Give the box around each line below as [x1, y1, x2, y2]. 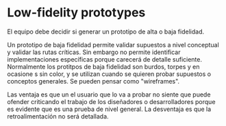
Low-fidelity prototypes [7, 5, 146, 21]
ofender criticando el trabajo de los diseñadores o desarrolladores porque [7, 97, 216, 105]
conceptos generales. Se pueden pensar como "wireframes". [7, 77, 180, 85]
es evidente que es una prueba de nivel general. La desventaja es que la [7, 105, 212, 113]
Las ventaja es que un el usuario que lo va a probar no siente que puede [7, 90, 211, 99]
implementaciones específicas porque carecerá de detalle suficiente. [7, 55, 202, 63]
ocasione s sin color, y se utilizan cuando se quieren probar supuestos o [7, 70, 211, 78]
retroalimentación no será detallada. [7, 112, 109, 121]
